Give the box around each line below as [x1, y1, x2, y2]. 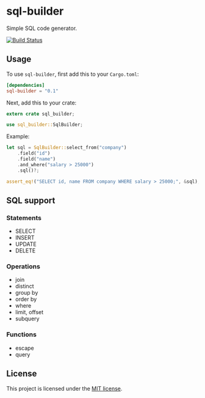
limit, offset [15, 309, 44, 316]
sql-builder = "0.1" [6, 87, 59, 94]
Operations [6, 262, 41, 271]
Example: [6, 133, 30, 140]
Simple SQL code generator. [6, 24, 77, 32]
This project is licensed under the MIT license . [6, 385, 123, 392]
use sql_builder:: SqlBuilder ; [6, 122, 84, 128]
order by [15, 295, 37, 303]
